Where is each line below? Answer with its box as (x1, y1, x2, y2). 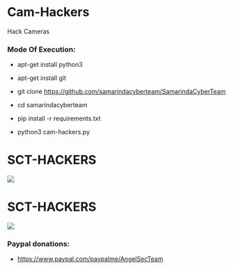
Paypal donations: (7, 239, 70, 249)
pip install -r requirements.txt (17, 114, 101, 122)
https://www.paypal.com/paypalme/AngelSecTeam (17, 255, 163, 263)
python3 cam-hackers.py (17, 128, 90, 136)
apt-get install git (17, 74, 67, 82)
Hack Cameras (7, 27, 50, 35)
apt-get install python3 (17, 61, 83, 69)
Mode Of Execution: (7, 45, 76, 54)
